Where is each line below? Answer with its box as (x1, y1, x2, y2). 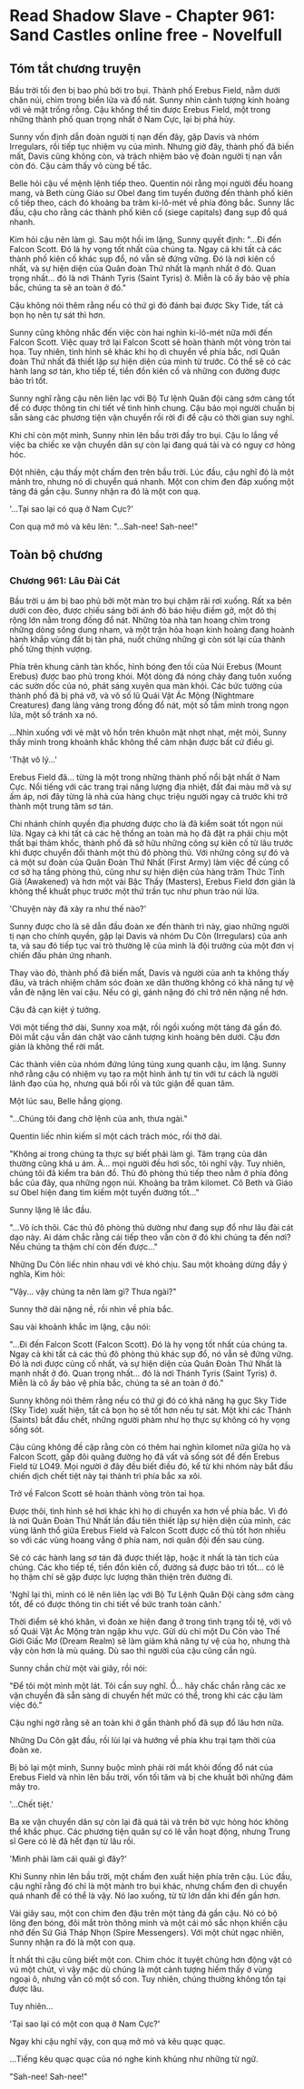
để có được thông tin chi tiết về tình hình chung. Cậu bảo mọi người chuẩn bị (9, 403, 295, 413)
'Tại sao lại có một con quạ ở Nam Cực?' (9, 2018, 161, 2029)
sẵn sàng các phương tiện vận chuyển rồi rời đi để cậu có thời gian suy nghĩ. (9, 412, 295, 423)
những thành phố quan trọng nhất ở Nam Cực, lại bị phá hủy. (9, 114, 236, 124)
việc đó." (9, 1699, 43, 1711)
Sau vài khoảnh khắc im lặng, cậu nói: (9, 1321, 152, 1332)
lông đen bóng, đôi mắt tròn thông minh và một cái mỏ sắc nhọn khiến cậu (9, 1917, 288, 1928)
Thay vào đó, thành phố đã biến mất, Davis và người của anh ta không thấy (9, 967, 289, 978)
